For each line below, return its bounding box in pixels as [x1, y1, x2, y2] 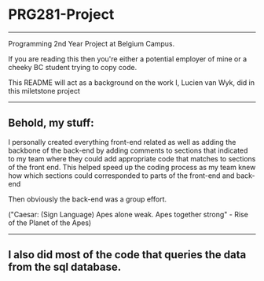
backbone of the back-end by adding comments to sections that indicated [8, 146, 248, 155]
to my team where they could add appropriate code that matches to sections [8, 153, 256, 163]
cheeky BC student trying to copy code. [8, 62, 137, 72]
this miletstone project [8, 86, 80, 95]
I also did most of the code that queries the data [8, 248, 247, 261]
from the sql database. [8, 261, 122, 274]
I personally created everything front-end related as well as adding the [8, 137, 236, 146]
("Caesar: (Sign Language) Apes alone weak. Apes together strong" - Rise [8, 209, 249, 219]
